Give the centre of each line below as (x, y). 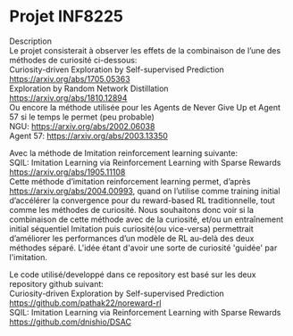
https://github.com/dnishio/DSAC (71, 322)
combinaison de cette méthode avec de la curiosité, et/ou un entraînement (146, 219)
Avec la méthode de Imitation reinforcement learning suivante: (124, 152)
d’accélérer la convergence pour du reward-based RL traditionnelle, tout (142, 200)
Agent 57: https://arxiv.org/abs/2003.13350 (88, 135)
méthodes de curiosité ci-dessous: (73, 60)
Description (30, 41)
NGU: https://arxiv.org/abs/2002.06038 (82, 126)
